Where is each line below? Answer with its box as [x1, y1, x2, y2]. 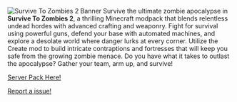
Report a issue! [7, 87, 52, 95]
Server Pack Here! [7, 73, 61, 81]
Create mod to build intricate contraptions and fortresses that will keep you [7, 45, 228, 52]
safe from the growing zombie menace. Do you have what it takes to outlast [7, 52, 230, 60]
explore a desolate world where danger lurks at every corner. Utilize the [7, 37, 218, 45]
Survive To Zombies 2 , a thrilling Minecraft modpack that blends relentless [7, 14, 228, 23]
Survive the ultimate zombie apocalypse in [103, 7, 228, 15]
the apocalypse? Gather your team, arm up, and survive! [7, 59, 173, 67]
